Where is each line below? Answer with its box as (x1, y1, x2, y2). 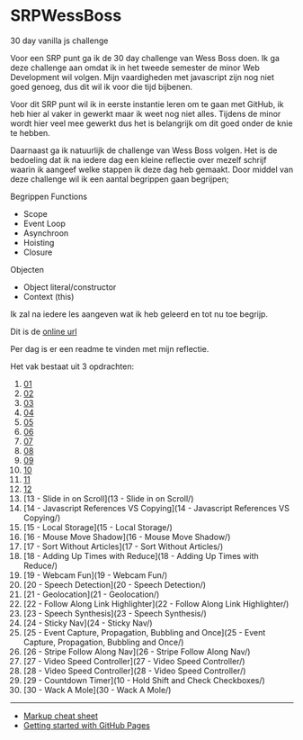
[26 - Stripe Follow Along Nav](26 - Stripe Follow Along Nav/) (22, 645, 251, 657)
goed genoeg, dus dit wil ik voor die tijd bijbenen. (10, 81, 192, 92)
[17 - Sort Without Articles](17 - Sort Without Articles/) (22, 541, 224, 552)
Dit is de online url (10, 326, 77, 337)
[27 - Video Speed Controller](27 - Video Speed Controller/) (22, 655, 245, 666)
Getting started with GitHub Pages (22, 719, 151, 730)
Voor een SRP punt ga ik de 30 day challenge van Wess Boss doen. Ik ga (10, 52, 280, 63)
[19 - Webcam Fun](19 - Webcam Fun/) (22, 569, 168, 581)
